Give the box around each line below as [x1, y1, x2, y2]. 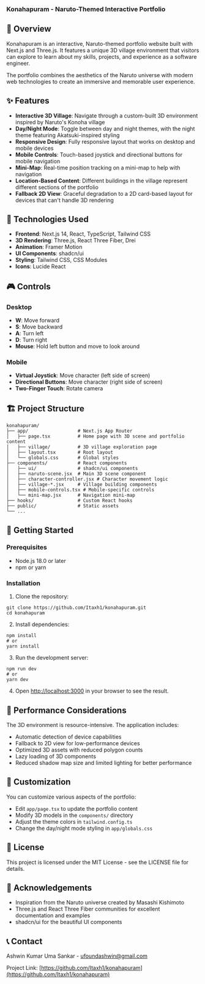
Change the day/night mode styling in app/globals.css [15, 824, 153, 832]
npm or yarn [15, 564, 47, 571]
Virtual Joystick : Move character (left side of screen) [15, 372, 151, 379]
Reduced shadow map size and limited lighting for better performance [15, 759, 192, 766]
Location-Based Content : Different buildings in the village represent [15, 177, 188, 184]
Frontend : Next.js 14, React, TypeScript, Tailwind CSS [15, 230, 151, 237]
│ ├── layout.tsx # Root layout [6, 449, 114, 456]
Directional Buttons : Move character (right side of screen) [15, 378, 163, 386]
